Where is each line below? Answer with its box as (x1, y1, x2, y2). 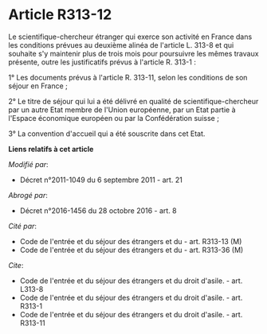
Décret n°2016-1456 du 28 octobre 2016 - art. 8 (19, 205, 177, 216)
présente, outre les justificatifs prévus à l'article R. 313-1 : (8, 57, 197, 67)
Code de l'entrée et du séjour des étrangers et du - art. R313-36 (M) (19, 245, 244, 254)
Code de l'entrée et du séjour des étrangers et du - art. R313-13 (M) (19, 236, 242, 246)
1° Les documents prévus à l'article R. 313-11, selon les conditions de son (8, 72, 248, 82)
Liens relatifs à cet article (8, 144, 94, 153)
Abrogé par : (8, 190, 48, 200)
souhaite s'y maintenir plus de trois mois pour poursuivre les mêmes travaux (8, 49, 259, 58)
